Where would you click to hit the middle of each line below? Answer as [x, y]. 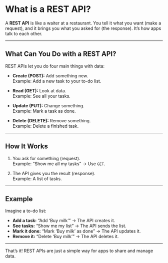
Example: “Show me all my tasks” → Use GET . [59, 164]
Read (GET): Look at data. [39, 90]
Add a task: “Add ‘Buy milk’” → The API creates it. [64, 221]
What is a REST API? [48, 9]
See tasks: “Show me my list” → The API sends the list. [69, 226]
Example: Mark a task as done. [44, 111]
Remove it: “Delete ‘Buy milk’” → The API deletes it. [65, 237]
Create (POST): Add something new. [50, 75]
